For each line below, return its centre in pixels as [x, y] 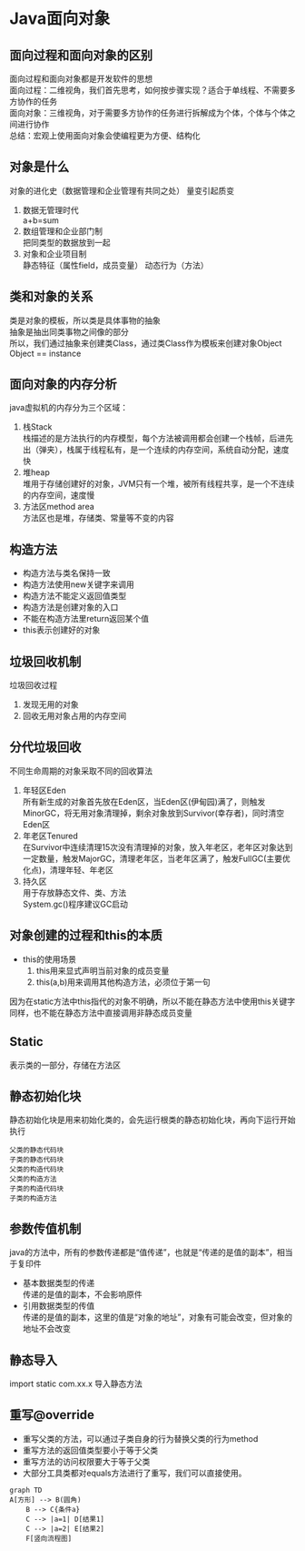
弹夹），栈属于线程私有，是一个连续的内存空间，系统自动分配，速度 [164, 450]
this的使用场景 [49, 959]
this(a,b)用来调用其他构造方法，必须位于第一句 [123, 982]
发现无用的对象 [50, 705]
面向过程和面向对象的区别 [81, 55]
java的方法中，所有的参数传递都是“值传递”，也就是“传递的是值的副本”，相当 [151, 1252]
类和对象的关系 [51, 297]
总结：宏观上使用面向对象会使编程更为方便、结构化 [105, 136]
